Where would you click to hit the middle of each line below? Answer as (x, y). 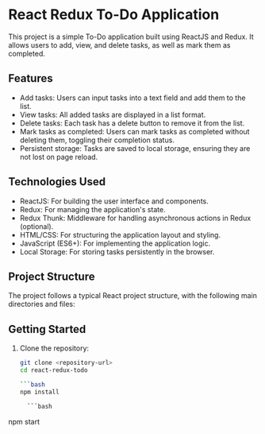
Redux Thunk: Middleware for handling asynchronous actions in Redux (135, 218)
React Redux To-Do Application (114, 15)
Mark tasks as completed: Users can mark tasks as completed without (134, 131)
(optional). (36, 226)
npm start (24, 421)
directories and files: (42, 304)
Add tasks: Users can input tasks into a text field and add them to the (132, 98)
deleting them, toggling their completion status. (97, 140)
